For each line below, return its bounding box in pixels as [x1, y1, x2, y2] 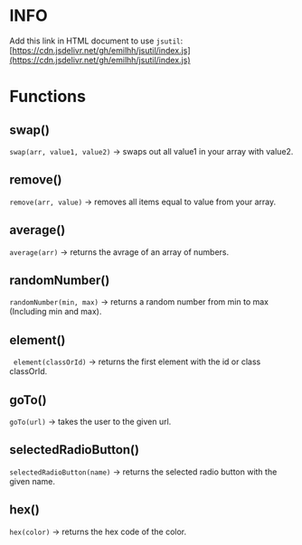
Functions [9, 87, 86, 107]
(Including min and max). [9, 306, 102, 317]
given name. [9, 475, 56, 486]
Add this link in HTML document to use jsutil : [9, 35, 184, 46]
